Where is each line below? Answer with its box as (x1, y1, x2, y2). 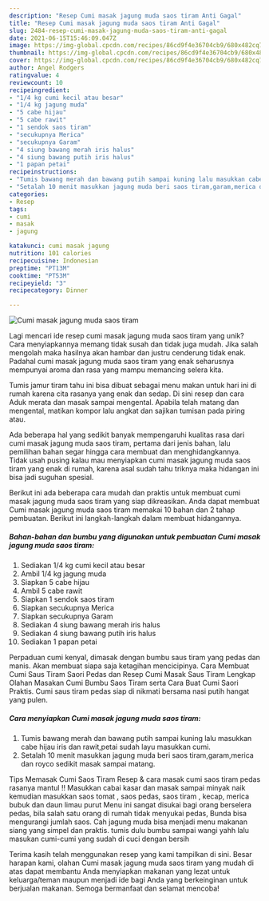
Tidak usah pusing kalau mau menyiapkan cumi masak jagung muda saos (9, 455, 251, 465)
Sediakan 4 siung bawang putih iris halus (20, 629, 156, 639)
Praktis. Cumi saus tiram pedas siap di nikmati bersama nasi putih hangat (9, 687, 250, 696)
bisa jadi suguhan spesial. (9, 473, 94, 483)
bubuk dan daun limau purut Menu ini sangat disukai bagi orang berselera (9, 800, 252, 810)
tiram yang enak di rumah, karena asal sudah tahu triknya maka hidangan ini (9, 464, 259, 474)
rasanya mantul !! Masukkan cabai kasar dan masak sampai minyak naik (9, 783, 246, 793)
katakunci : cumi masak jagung (9, 242, 110, 250)
